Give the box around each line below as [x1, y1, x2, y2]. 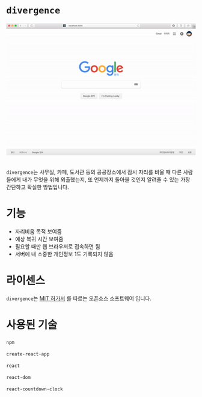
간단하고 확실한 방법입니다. [6, 183, 69, 191]
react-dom [6, 374, 31, 380]
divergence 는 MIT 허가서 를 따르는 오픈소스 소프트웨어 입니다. [6, 295, 152, 302]
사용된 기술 [6, 318, 58, 332]
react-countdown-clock [6, 386, 63, 392]
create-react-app [6, 351, 50, 357]
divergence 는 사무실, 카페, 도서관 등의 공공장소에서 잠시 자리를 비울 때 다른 [6, 168, 182, 176]
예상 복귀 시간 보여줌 [14, 235, 64, 242]
